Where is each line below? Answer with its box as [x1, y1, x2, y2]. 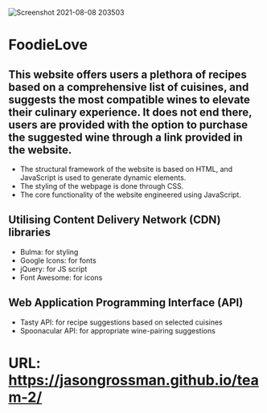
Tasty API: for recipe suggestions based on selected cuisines [19, 317, 223, 327]
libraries [8, 226, 51, 239]
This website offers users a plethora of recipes [8, 67, 247, 81]
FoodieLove [8, 36, 88, 54]
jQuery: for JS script [19, 264, 88, 273]
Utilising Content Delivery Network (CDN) [8, 213, 221, 227]
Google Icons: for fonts [19, 256, 97, 265]
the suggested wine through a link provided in [8, 130, 243, 144]
